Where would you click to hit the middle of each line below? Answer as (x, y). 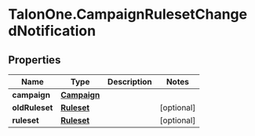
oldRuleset (33, 107)
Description (130, 82)
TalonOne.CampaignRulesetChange (128, 14)
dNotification (52, 31)
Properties (35, 60)
